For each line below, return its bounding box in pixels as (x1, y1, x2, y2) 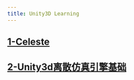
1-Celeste (7, 36, 50, 48)
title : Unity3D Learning (7, 10, 80, 17)
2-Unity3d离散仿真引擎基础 (7, 61, 127, 73)
